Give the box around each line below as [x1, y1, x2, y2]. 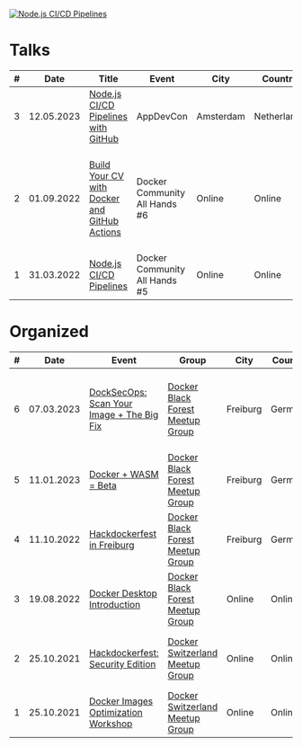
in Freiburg [88, 538, 135, 551]
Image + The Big [88, 408, 159, 421]
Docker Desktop [88, 587, 157, 600]
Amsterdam [196, 110, 245, 122]
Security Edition [88, 657, 156, 670]
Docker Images [88, 695, 154, 707]
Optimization [88, 706, 143, 718]
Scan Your [88, 396, 133, 409]
